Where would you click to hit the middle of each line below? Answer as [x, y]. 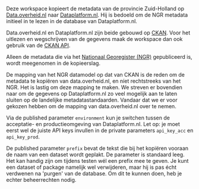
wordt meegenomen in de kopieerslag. [53, 63]
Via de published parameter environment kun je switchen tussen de [88, 118]
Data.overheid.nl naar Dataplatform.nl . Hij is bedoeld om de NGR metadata [97, 15]
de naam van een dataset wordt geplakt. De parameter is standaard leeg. [96, 155]
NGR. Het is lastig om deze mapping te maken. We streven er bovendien [94, 87]
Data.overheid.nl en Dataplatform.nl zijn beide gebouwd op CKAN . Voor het [98, 33]
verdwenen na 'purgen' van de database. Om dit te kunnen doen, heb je [94, 174]
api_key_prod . [23, 137]
